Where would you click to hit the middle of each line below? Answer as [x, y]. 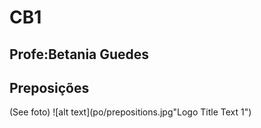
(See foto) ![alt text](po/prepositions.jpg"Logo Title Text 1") [130, 112]
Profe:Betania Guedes [79, 54]
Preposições [49, 87]
